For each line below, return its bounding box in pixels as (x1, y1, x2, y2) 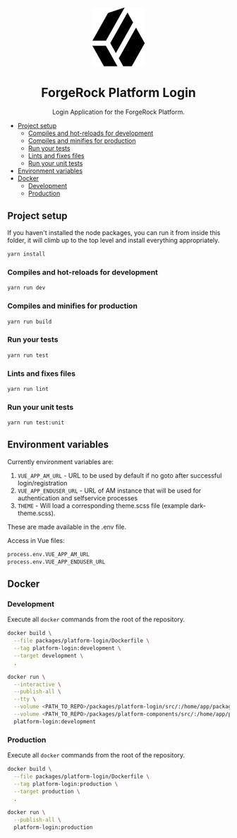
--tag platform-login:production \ (13, 780, 119, 788)
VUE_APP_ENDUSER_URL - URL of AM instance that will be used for (17, 486, 202, 495)
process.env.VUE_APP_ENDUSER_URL (7, 558, 106, 566)
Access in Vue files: (7, 536, 65, 544)
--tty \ (13, 696, 37, 703)
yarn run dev (7, 285, 46, 292)
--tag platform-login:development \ (13, 645, 121, 652)
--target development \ (13, 652, 83, 659)
